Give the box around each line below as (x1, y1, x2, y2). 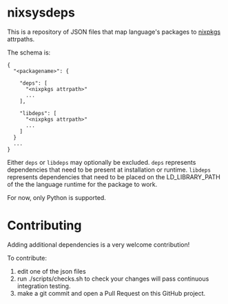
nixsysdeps (7, 5, 76, 21)
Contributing (7, 218, 82, 234)
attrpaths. (7, 34, 35, 43)
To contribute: (7, 254, 47, 262)
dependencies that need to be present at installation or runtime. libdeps (7, 165, 211, 174)
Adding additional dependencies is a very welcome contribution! (7, 240, 190, 249)
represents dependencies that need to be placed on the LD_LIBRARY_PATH (7, 172, 220, 181)
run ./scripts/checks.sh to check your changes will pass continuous (17, 274, 209, 283)
